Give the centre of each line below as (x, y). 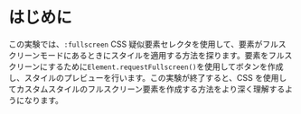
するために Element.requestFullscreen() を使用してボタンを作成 (165, 66)
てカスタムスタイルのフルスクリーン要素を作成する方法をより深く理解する (147, 89)
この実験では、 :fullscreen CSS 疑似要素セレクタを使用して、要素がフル (144, 44)
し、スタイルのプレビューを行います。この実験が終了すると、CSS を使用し (148, 77)
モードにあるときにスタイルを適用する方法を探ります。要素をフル (162, 55)
